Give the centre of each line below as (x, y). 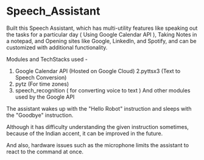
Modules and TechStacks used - (47, 59)
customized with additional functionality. (57, 47)
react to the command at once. (45, 151)
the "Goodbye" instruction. (40, 115)
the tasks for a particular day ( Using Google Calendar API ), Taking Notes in (102, 34)
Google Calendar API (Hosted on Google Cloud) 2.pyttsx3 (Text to (98, 71)
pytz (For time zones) (42, 84)
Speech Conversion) (41, 77)
